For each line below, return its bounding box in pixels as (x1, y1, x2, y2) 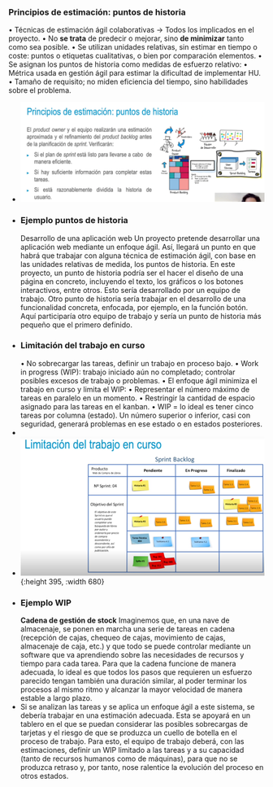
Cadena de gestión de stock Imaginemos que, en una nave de (19, 615, 230, 625)
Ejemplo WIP (19, 597, 71, 609)
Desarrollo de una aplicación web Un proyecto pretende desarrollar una (19, 233, 260, 243)
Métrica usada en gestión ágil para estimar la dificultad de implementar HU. (8, 68, 262, 78)
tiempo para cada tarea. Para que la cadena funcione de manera (19, 658, 236, 669)
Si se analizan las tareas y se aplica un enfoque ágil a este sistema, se (19, 702, 255, 712)
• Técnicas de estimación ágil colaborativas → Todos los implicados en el (8, 25, 254, 35)
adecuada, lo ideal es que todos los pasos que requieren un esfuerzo (19, 667, 253, 677)
